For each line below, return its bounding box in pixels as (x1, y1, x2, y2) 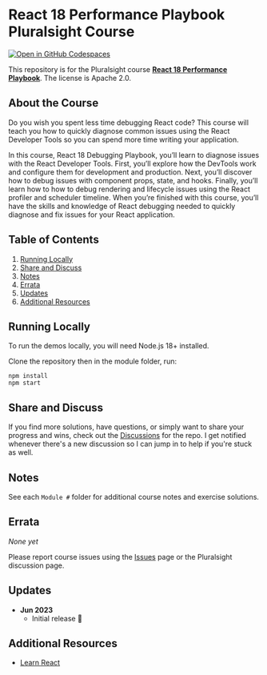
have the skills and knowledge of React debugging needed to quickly (8, 201, 236, 211)
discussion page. (8, 560, 65, 570)
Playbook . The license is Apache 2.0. (8, 73, 132, 82)
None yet (8, 536, 38, 546)
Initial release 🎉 (31, 613, 82, 623)
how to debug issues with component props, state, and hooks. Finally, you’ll (8, 175, 258, 185)
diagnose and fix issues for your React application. (8, 210, 176, 219)
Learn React (19, 658, 61, 668)
